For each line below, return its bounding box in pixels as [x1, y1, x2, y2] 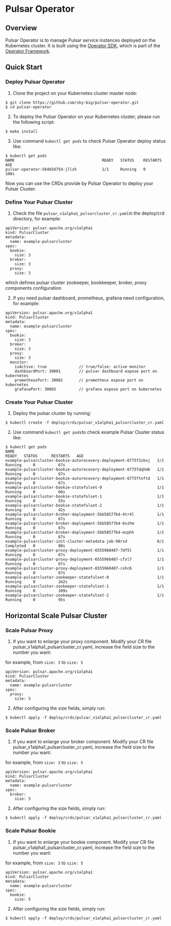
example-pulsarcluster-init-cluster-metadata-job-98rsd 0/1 [5, 539, 164, 544]
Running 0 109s [5, 589, 68, 594]
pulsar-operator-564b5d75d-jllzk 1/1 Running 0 [5, 166, 146, 172]
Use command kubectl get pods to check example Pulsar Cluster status [12, 429, 164, 436]
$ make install [5, 129, 38, 134]
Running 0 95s [5, 597, 66, 602]
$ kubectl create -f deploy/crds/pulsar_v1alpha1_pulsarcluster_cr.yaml [5, 420, 164, 425]
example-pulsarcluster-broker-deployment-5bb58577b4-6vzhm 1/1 [5, 521, 164, 526]
